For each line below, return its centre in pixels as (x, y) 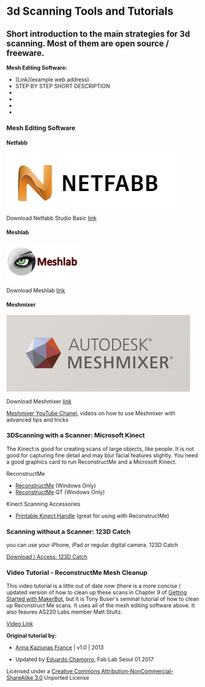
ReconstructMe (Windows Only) (55, 486)
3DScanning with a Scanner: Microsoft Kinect (76, 435)
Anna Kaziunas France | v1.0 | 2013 (59, 648)
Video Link (20, 624)
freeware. (25, 53)
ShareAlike (20, 678)
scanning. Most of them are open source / (88, 43)
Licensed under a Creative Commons (53, 671)
